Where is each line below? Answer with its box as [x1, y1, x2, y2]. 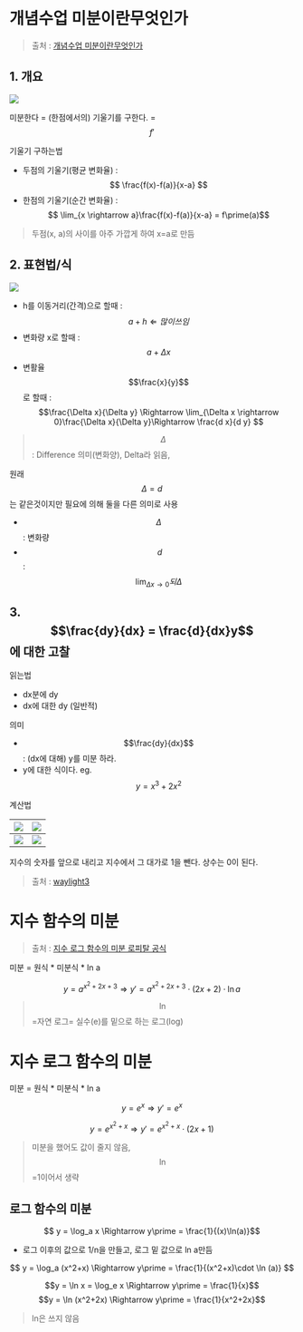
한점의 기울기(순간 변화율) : [22, 194, 118, 205]
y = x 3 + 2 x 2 [135, 779, 183, 792]
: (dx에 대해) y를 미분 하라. [22, 754, 117, 764]
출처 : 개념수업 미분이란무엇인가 [31, 40, 143, 51]
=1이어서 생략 [31, 1172, 80, 1183]
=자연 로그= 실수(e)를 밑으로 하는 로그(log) [31, 1016, 184, 1027]
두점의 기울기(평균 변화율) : [22, 164, 118, 175]
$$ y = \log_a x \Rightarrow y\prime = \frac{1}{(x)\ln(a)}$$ [43, 1226, 260, 1237]
